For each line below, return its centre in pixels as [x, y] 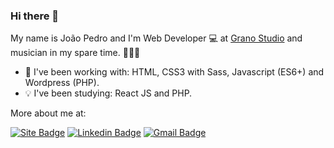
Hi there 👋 [35, 16]
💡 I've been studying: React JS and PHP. [108, 93]
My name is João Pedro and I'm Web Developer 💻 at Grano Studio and [156, 38]
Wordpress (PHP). [62, 83]
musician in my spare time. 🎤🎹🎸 [75, 53]
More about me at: [48, 113]
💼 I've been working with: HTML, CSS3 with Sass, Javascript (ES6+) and [174, 72]
